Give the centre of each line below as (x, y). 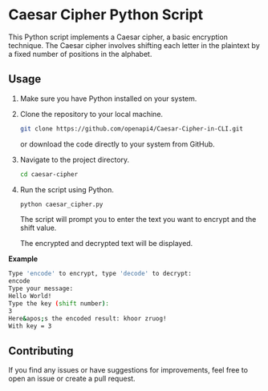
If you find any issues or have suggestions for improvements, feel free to (128, 370)
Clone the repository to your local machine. (91, 114)
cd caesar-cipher (49, 174)
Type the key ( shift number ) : (59, 303)
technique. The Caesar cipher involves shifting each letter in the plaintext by (134, 45)
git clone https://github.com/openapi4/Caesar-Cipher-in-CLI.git (131, 129)
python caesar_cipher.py (61, 204)
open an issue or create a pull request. (72, 379)
